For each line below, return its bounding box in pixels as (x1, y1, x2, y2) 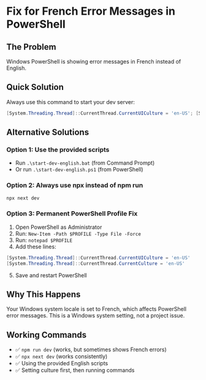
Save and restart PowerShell (15, 271, 87, 279)
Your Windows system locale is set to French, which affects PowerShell (6, 305, 187, 313)
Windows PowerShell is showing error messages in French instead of (6, 58, 181, 65)
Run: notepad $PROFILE (15, 236, 72, 244)
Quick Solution (6, 82, 64, 92)
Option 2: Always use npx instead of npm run (6, 181, 143, 190)
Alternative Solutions (6, 127, 90, 138)
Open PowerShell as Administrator (15, 223, 102, 231)
